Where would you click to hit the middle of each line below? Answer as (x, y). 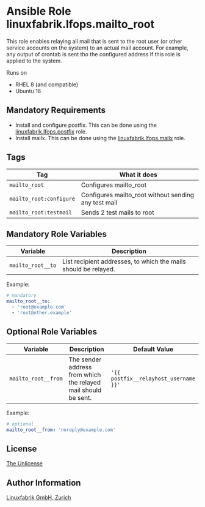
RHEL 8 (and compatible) (47, 85)
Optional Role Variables (52, 332)
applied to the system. (34, 61)
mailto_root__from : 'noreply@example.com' (61, 430)
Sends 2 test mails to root (117, 212)
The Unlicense (24, 464)
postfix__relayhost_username (153, 378)
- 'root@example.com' (39, 307)
